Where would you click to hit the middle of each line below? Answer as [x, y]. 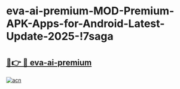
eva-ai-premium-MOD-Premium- [90, 11]
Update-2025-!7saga [60, 36]
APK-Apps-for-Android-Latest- [86, 24]
